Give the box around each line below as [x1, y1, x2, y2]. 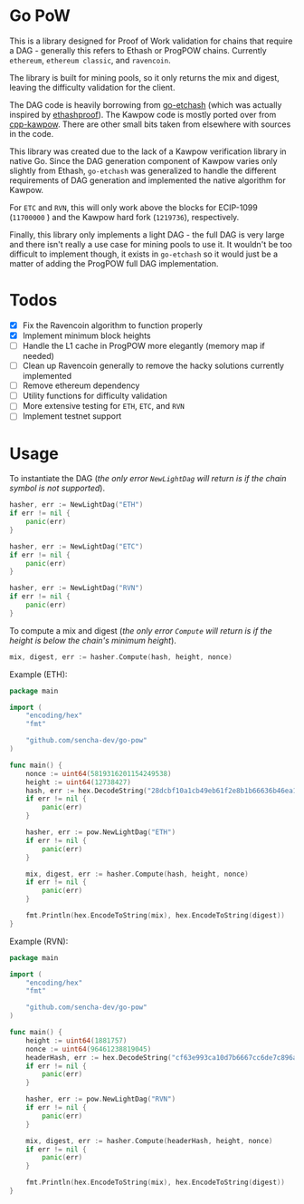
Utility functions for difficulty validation [22, 391, 167, 402]
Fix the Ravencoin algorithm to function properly [22, 319, 204, 331]
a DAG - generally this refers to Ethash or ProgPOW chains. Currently [9, 44, 267, 55]
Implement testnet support [22, 411, 122, 422]
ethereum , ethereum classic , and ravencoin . [9, 54, 171, 65]
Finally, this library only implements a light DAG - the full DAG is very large [9, 228, 285, 240]
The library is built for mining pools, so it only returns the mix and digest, [9, 72, 280, 83]
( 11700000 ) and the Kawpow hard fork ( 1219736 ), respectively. [9, 211, 240, 222]
